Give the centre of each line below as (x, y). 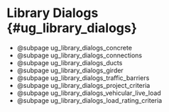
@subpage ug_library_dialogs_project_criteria (83, 85)
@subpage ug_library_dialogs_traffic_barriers (83, 78)
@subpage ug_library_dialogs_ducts (70, 62)
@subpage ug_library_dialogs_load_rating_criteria (89, 100)
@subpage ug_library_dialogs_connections (80, 55)
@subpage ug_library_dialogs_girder (70, 70)
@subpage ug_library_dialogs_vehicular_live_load (89, 93)
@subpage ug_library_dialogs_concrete (75, 47)
